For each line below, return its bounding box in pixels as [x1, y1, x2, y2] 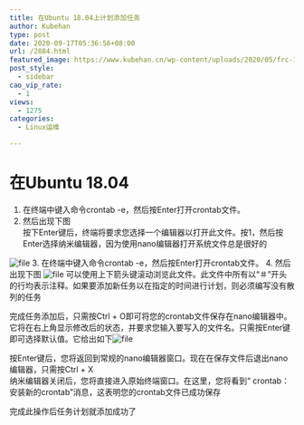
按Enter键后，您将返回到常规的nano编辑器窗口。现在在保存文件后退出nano [9, 353, 289, 363]
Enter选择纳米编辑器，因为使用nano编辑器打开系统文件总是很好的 [22, 237, 268, 249]
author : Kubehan [9, 22, 71, 31]
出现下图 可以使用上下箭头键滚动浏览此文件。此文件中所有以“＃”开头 [9, 268, 288, 279]
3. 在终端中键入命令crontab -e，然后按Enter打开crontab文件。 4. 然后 [32, 257, 291, 268]
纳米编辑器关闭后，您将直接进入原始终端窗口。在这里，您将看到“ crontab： [9, 375, 290, 386]
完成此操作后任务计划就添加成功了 [9, 405, 137, 417]
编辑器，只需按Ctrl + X [9, 363, 94, 374]
